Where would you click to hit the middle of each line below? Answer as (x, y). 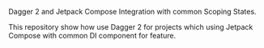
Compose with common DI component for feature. (92, 36)
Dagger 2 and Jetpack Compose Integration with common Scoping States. (132, 12)
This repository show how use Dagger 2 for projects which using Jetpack (131, 27)
